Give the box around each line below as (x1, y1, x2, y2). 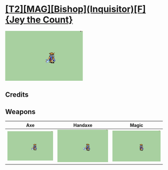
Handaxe (73, 122, 92, 128)
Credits (5, 91, 29, 99)
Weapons (5, 107, 36, 116)
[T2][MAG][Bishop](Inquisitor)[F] (5, 3, 146, 15)
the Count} (26, 14, 73, 25)
